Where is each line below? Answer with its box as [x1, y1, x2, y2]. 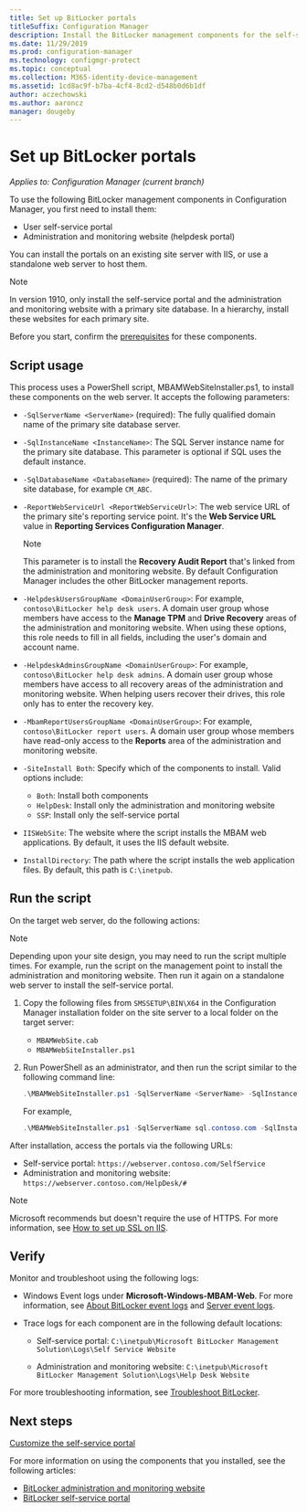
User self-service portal [22, 221, 112, 233]
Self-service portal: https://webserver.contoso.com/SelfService [22, 1158, 266, 1168]
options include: [22, 773, 84, 783]
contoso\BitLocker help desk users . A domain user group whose [22, 603, 270, 613]
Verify [9, 1248, 46, 1264]
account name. [22, 641, 79, 652]
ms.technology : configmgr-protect [9, 56, 142, 65]
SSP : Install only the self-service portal [36, 809, 180, 820]
